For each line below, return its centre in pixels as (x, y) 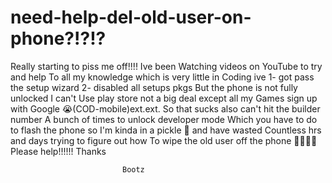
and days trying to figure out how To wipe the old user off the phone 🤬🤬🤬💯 (164, 140)
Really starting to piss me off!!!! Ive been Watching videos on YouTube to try (166, 66)
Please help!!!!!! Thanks (58, 151)
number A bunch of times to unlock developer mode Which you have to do (164, 119)
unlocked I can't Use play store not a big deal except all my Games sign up (164, 98)
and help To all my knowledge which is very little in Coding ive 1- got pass (162, 77)
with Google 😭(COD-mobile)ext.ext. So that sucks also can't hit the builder (165, 108)
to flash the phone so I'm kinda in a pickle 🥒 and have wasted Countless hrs (166, 130)
